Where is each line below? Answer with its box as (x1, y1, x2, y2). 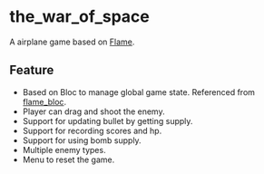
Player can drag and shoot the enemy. (22, 106, 165, 117)
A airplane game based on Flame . (9, 36, 135, 47)
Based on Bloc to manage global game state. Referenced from (22, 86, 256, 97)
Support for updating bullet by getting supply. (22, 115, 193, 126)
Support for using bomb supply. (22, 134, 142, 146)
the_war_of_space (9, 6, 150, 27)
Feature (9, 63, 54, 78)
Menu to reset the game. (22, 154, 115, 165)
